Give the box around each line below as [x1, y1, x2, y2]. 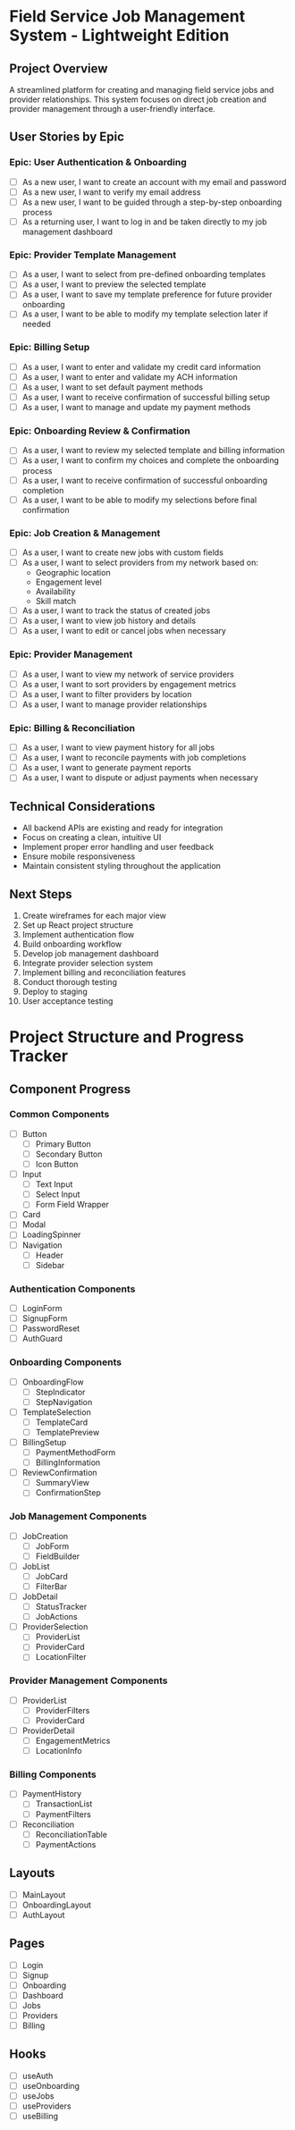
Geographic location [35, 568, 111, 578]
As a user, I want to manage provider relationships [21, 699, 207, 710]
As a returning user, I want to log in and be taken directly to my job [21, 216, 267, 227]
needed [21, 319, 51, 330]
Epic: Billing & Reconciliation [9, 721, 136, 734]
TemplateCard [35, 1417, 88, 1427]
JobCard [35, 1570, 69, 1581]
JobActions [35, 1612, 78, 1622]
